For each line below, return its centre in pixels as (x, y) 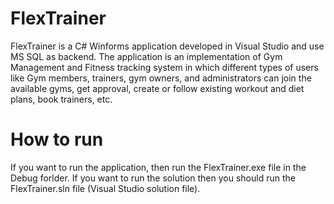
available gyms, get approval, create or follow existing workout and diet (157, 88)
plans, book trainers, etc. (61, 99)
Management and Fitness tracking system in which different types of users (164, 67)
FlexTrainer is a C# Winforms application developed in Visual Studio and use (167, 46)
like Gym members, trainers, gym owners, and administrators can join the (161, 78)
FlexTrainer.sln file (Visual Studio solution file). (105, 188)
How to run (57, 139)
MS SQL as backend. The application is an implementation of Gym (146, 56)
